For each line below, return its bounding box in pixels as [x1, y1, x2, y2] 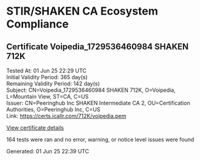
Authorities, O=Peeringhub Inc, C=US [6, 106, 101, 113]
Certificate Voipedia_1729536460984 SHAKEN [6, 41, 189, 52]
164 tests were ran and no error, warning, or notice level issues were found [6, 136, 195, 143]
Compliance [6, 17, 69, 31]
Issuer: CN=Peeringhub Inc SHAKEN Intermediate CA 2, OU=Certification [6, 99, 190, 106]
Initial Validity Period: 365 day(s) [6, 74, 88, 80]
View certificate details [6, 124, 64, 131]
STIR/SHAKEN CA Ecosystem [6, 4, 159, 18]
